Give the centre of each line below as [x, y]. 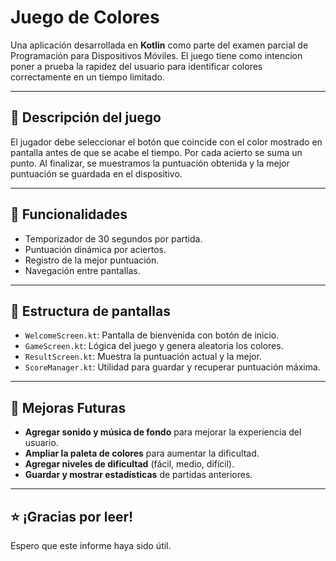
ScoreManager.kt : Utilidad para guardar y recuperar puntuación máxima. [172, 367]
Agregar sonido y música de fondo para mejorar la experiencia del [163, 432]
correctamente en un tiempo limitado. [87, 77]
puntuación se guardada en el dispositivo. [96, 173]
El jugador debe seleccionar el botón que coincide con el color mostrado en [166, 142]
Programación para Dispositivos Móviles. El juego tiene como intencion [156, 55]
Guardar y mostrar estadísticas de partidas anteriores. [138, 475]
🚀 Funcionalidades [69, 214]
